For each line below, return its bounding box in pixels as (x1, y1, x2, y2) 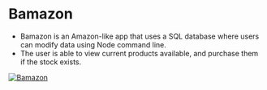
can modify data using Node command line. (19, 39, 166, 49)
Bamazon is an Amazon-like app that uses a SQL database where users (19, 31, 260, 41)
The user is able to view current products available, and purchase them (19, 48, 259, 58)
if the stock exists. (19, 57, 82, 67)
